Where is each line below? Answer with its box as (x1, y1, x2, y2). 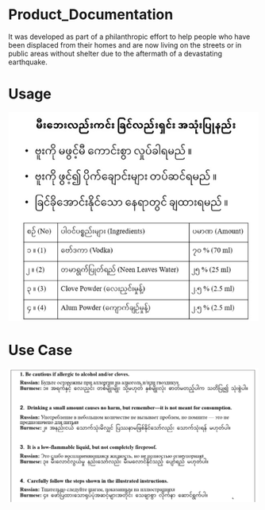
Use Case (8, 342, 73, 359)
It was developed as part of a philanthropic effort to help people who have (8, 32, 251, 41)
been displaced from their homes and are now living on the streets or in (8, 40, 242, 49)
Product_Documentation (8, 6, 174, 24)
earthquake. (8, 57, 48, 67)
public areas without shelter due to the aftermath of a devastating (8, 48, 223, 58)
